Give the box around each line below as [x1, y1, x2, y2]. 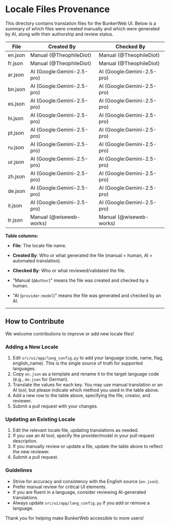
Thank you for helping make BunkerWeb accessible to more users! [5, 515, 144, 521]
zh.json [8, 173, 25, 180]
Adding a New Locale [5, 343, 59, 350]
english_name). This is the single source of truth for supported [12, 360, 143, 366]
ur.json [8, 158, 24, 165]
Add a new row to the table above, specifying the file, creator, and [12, 392, 150, 399]
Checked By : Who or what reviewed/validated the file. [12, 267, 125, 274]
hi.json [8, 115, 24, 122]
